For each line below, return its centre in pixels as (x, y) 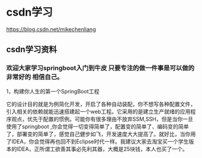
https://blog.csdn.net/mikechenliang (51, 29)
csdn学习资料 (32, 49)
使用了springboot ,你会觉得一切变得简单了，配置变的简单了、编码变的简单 (98, 126)
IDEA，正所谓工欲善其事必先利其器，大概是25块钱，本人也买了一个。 (102, 149)
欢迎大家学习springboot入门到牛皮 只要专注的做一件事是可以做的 (100, 68)
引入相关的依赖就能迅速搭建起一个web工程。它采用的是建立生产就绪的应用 (98, 111)
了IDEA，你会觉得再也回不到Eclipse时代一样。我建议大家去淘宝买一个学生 (98, 141)
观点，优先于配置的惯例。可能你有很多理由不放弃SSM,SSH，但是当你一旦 (102, 119)
